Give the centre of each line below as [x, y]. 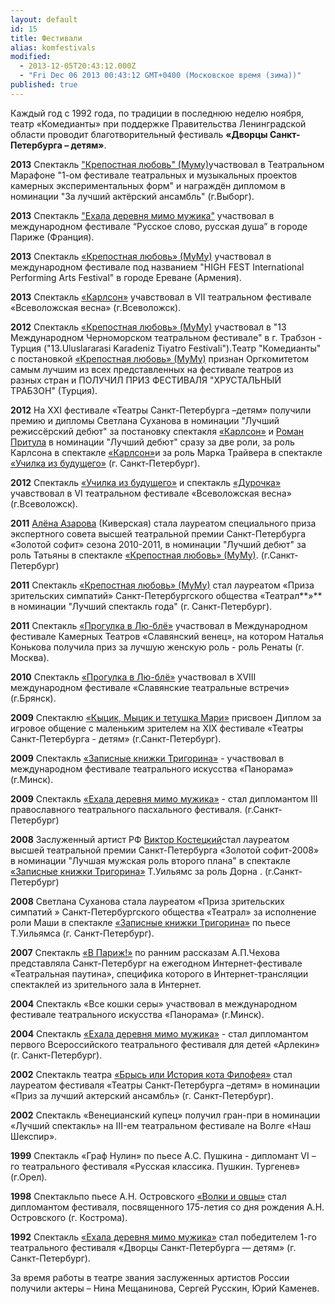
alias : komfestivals [53, 47]
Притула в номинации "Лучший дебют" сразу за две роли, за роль [152, 442]
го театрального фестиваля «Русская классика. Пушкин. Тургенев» [155, 1166]
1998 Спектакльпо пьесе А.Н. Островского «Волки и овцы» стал [148, 1196]
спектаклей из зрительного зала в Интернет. [106, 984]
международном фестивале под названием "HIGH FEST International [157, 267]
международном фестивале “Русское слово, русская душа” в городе [159, 226]
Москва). [30, 657]
